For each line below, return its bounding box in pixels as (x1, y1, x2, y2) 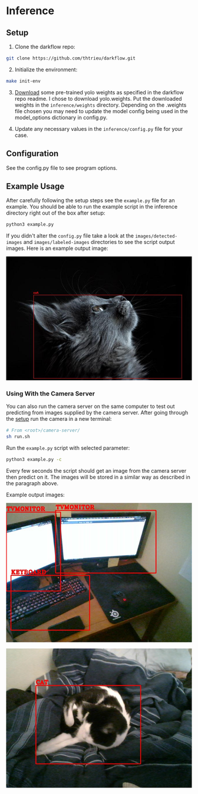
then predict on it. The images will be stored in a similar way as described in (6, 473, 190, 480)
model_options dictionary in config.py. (14, 114, 108, 121)
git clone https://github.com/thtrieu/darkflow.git (6, 55, 136, 61)
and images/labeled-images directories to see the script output (23, 239, 175, 246)
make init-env (6, 78, 41, 84)
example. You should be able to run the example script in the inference (6, 203, 178, 210)
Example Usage (6, 181, 65, 191)
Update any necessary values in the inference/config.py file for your (14, 125, 183, 132)
